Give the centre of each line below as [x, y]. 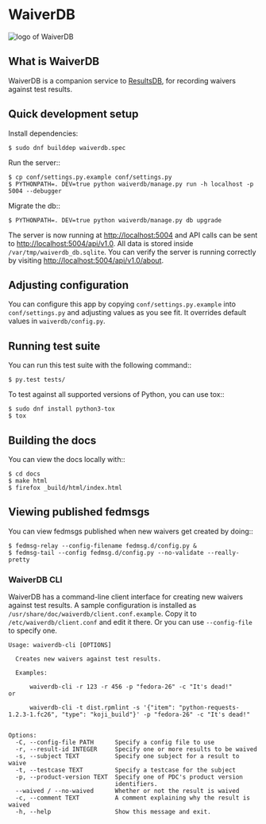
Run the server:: [35, 162]
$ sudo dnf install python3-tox [62, 409]
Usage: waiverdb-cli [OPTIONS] [60, 645]
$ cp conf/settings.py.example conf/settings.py [90, 177]
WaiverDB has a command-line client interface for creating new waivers [126, 597]
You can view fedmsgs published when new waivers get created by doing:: [131, 531]
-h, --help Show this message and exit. [114, 812]
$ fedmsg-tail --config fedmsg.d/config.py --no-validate [106, 553]
